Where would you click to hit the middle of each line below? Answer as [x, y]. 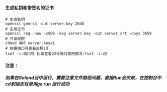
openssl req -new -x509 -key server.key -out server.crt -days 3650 [78, 33]
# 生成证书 [15, 29]
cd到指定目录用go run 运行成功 [37, 84]
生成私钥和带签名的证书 [29, 7]
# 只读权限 [15, 39]
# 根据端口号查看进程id [27, 48]
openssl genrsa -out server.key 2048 [45, 24]
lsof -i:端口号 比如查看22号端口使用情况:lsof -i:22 [56, 54]
